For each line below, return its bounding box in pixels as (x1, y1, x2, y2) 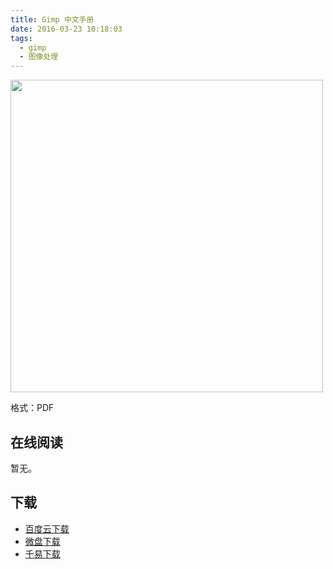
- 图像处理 (19, 52, 59, 62)
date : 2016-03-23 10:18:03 (10, 24, 123, 34)
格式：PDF (10, 402, 55, 414)
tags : (10, 33, 33, 43)
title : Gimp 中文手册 (10, 14, 95, 25)
